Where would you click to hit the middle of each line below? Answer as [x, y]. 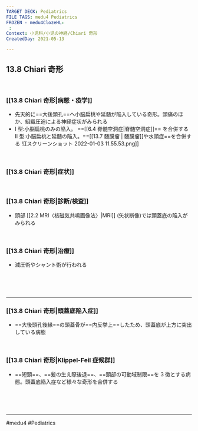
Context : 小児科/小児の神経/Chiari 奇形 [52, 34]
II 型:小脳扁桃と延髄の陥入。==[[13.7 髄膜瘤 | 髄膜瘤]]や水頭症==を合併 [100, 137]
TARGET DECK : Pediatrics [37, 11]
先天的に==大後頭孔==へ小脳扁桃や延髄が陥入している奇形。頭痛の [96, 114]
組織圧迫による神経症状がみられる [66, 122]
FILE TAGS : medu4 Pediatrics [42, 17]
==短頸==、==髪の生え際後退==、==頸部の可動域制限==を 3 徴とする [100, 374]
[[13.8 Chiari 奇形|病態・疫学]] [49, 100]
